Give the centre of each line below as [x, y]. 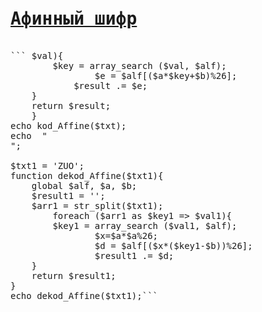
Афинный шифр [74, 19]
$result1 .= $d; [134, 255]
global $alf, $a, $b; [84, 185]
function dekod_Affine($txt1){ [87, 175]
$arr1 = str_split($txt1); [97, 205]
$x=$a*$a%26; [126, 235]
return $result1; [74, 275]
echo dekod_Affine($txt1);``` [84, 295]
